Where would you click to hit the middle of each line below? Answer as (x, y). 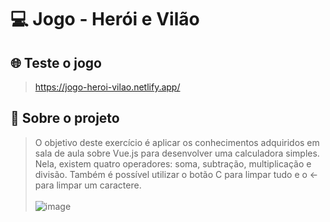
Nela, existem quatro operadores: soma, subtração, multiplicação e (173, 163)
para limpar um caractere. (88, 185)
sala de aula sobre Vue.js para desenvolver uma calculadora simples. (177, 153)
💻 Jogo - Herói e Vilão (105, 19)
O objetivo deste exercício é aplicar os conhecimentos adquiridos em (177, 142)
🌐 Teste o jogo (56, 62)
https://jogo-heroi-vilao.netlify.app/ (107, 87)
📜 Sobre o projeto (65, 118)
